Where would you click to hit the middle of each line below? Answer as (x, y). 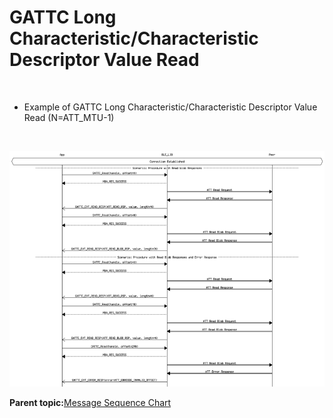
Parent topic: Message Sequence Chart (90, 402)
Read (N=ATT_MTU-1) (69, 117)
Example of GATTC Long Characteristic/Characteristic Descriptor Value (170, 107)
